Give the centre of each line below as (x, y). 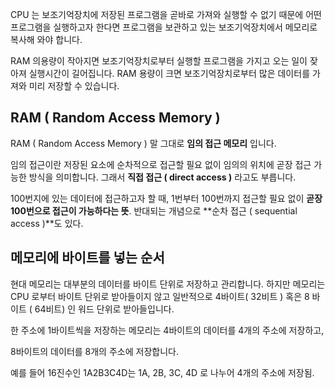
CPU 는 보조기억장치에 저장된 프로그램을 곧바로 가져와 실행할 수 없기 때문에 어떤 (166, 14)
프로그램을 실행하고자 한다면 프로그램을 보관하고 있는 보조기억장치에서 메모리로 (164, 27)
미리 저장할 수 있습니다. (74, 86)
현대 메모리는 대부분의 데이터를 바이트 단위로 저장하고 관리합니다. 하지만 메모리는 (168, 284)
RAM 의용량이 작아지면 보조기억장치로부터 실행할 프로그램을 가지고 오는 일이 (159, 61)
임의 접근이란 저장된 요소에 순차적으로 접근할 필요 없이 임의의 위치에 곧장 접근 (161, 164)
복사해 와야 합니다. (46, 39)
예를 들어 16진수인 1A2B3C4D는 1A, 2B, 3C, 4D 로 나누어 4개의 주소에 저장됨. (162, 372)
